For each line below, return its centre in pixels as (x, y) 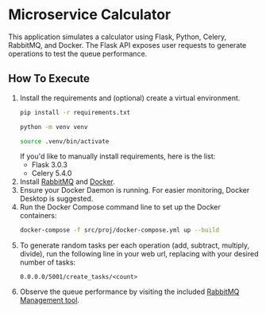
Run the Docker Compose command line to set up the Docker (120, 207)
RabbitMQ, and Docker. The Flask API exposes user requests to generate (127, 45)
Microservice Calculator (90, 15)
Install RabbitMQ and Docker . (67, 182)
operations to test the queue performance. (78, 53)
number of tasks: (48, 262)
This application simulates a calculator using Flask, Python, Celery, (118, 37)
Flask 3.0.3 (49, 165)
